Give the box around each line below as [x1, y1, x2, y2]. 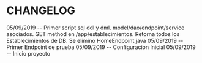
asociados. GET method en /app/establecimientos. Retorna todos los [6, 30, 180, 37]
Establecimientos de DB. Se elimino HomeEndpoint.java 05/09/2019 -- [6, 37, 184, 44]
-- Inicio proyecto [6, 50, 51, 57]
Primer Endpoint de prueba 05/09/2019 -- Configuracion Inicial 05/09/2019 [6, 43, 196, 51]
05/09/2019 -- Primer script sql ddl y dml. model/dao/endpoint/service [6, 24, 185, 31]
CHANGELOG [6, 4, 75, 18]
